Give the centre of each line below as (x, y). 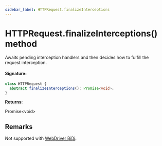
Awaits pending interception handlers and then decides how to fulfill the (77, 57)
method (21, 44)
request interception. (26, 62)
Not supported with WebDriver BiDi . (41, 138)
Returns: (14, 102)
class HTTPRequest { (26, 84)
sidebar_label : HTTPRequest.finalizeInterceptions (57, 9)
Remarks (19, 127)
